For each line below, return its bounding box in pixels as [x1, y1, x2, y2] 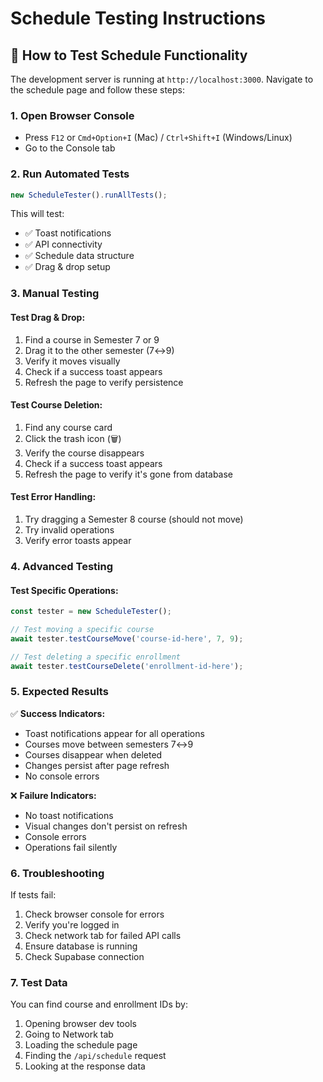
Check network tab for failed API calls [24, 930, 182, 942]
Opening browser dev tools [24, 1018, 137, 1030]
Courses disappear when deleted [24, 748, 163, 761]
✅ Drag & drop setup [24, 261, 111, 273]
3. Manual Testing [10, 287, 100, 301]
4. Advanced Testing [10, 559, 114, 573]
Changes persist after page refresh [24, 759, 170, 771]
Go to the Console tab [24, 142, 116, 154]
